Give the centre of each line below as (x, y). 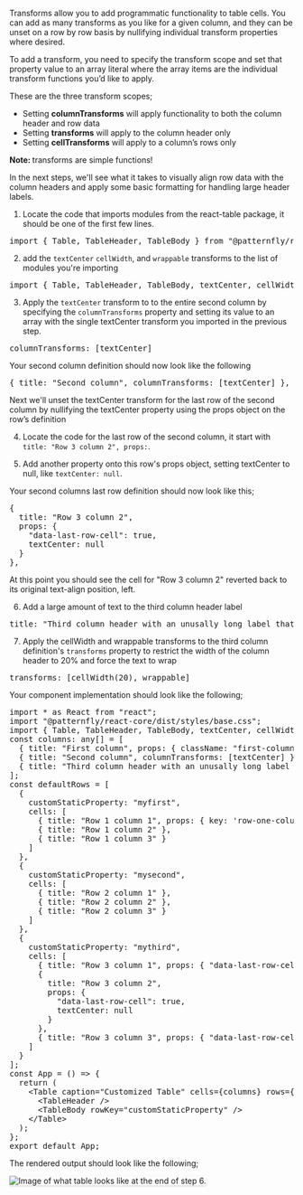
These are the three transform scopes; (81, 96)
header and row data (61, 123)
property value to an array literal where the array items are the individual (143, 69)
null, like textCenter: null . (72, 473)
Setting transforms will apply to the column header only (127, 133)
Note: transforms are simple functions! (81, 160)
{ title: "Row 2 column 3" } (102, 911)
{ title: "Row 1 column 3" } (102, 838)
